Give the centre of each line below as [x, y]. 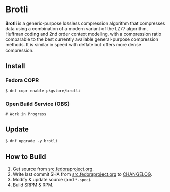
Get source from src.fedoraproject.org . [53, 169]
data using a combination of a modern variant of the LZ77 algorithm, [77, 28]
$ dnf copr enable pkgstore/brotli [43, 91]
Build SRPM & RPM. [33, 185]
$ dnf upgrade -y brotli [31, 141]
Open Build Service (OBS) [38, 104]
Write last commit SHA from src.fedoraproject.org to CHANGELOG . [82, 174]
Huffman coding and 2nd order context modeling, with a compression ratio [83, 34]
